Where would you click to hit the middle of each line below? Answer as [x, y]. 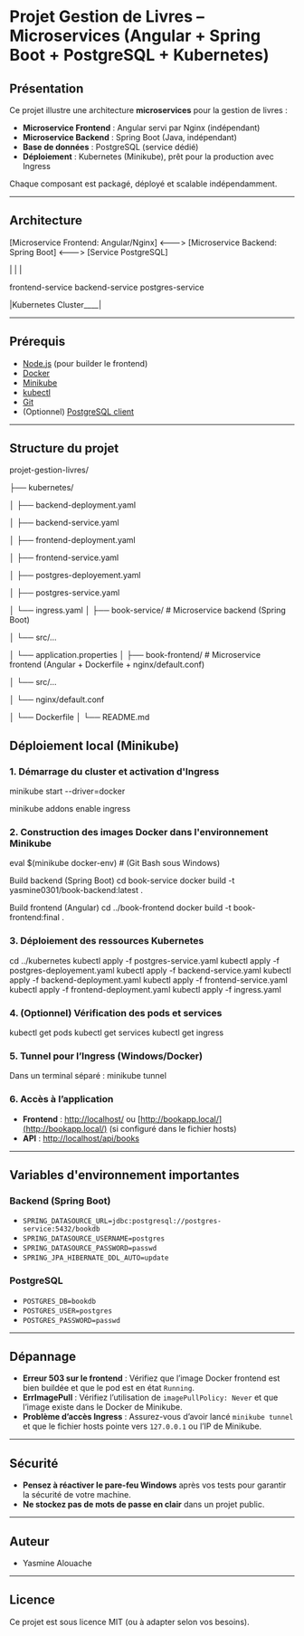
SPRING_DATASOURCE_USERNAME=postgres [94, 1239]
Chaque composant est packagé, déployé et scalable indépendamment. [143, 184]
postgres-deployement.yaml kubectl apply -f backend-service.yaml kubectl [150, 970]
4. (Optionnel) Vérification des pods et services [116, 1013]
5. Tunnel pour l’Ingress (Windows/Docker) [106, 1056]
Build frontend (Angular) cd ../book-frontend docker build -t [121, 908]
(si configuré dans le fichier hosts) [173, 1128]
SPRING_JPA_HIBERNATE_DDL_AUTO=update [95, 1258]
